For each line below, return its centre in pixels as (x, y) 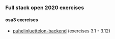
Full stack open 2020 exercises (45, 8)
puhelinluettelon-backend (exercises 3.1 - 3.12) (61, 31)
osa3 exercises (22, 20)
